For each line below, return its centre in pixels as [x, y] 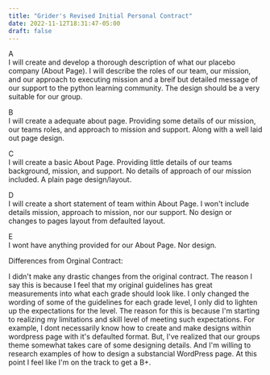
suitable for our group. [46, 97]
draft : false [30, 31]
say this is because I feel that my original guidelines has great [110, 285]
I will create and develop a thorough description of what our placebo [122, 62]
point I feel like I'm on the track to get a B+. [80, 362]
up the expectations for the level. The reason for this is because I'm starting [134, 311]
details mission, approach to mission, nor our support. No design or [120, 213]
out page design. [36, 138]
